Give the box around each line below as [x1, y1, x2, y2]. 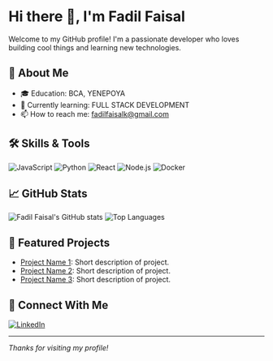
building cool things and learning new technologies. [8, 42, 181, 52]
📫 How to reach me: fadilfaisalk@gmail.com [19, 109, 169, 118]
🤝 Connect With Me [8, 298, 109, 312]
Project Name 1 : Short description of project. [19, 257, 170, 267]
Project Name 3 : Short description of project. [19, 275, 171, 285]
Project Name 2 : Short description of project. [19, 266, 171, 276]
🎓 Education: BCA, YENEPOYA [19, 88, 126, 98]
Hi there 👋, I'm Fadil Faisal [8, 7, 185, 26]
